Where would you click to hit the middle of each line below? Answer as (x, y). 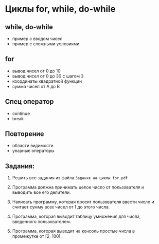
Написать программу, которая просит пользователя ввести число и (83, 202)
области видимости (33, 146)
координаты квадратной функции (47, 81)
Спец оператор (29, 102)
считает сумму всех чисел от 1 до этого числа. (61, 207)
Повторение (25, 134)
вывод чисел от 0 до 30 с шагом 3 (48, 76)
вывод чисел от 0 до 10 (36, 71)
